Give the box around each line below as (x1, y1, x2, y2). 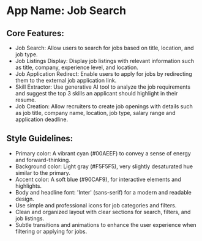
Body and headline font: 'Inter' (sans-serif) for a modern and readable (15, 188, 192, 196)
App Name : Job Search (6, 4, 127, 18)
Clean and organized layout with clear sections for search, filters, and (15, 208, 191, 215)
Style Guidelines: (6, 133, 73, 144)
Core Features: (6, 28, 64, 39)
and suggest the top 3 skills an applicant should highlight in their (15, 90, 178, 97)
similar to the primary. (15, 169, 70, 176)
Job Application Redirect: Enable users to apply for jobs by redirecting (15, 70, 192, 77)
